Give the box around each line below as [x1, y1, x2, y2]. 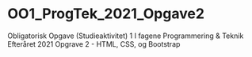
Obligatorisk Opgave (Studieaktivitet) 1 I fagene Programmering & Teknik [7, 31, 244, 40]
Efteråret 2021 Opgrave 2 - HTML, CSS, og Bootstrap [7, 39, 181, 48]
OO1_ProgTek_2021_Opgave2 [7, 5, 205, 23]
